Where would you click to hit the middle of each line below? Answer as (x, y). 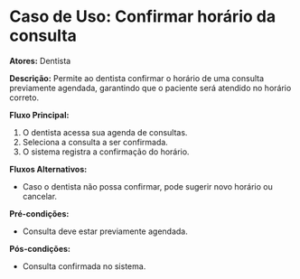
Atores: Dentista (40, 60)
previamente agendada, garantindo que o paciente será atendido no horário (150, 88)
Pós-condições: (40, 248)
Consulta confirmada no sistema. (84, 266)
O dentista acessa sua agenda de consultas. (105, 132)
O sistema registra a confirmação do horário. (106, 152)
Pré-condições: (39, 213)
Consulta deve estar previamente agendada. (105, 231)
